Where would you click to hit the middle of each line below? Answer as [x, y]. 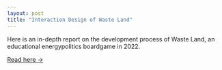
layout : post [26, 13]
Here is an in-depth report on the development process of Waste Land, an [111, 39]
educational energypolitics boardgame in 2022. [74, 46]
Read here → [25, 59]
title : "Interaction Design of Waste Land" [70, 20]
